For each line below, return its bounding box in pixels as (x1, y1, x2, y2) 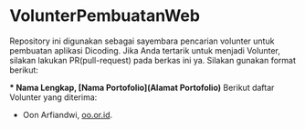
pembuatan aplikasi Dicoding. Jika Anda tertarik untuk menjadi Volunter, (9, 45, 280, 55)
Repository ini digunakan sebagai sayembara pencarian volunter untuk (9, 35, 275, 46)
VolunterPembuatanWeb (9, 5, 201, 26)
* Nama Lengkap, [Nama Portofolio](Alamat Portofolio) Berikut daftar (9, 82, 275, 93)
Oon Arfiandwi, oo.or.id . (22, 109, 113, 120)
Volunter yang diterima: (9, 92, 98, 103)
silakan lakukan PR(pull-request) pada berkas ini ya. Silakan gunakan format (9, 55, 297, 65)
